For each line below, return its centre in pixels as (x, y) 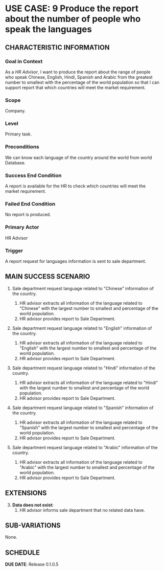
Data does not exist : (33, 505)
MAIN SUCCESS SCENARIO (48, 277)
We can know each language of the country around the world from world (79, 158)
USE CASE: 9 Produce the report (72, 9)
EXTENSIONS (26, 493)
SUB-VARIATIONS (33, 525)
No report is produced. (28, 215)
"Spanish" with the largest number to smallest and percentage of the (89, 427)
